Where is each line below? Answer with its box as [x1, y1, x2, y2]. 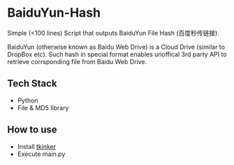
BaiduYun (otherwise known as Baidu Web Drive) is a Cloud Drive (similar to [7, 42, 226, 51]
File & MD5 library [17, 103, 69, 112]
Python [17, 96, 38, 104]
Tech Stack [7, 78, 57, 90]
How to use [7, 124, 57, 136]
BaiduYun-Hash [7, 5, 101, 21]
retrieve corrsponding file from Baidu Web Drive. [7, 57, 147, 65]
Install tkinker [17, 142, 57, 150]
